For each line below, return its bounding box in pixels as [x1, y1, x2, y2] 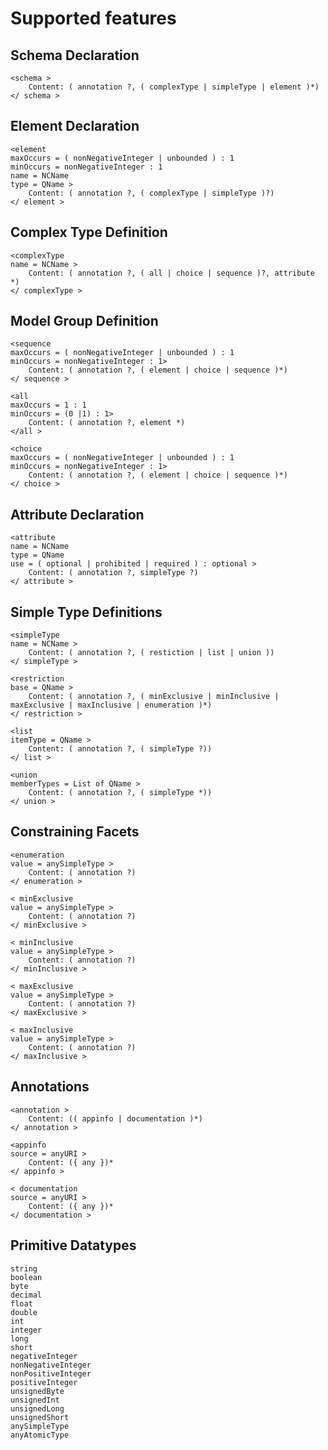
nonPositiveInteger [10, 1368, 92, 1379]
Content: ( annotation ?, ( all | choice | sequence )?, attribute [28, 268, 315, 278]
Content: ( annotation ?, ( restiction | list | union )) [28, 648, 275, 658]
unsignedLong [10, 1403, 65, 1414]
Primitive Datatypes [10, 1237, 137, 1254]
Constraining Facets [10, 823, 140, 841]
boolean [10, 1272, 43, 1282]
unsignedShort [10, 1412, 70, 1422]
